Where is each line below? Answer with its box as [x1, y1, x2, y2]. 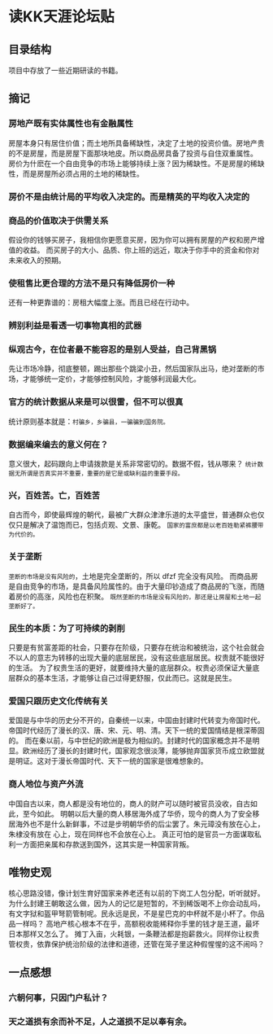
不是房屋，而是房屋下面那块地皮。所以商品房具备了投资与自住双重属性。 [15, 148, 258, 158]
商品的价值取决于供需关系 [8, 215, 109, 226]
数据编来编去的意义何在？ [8, 439, 109, 450]
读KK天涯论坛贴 [8, 7, 115, 26]
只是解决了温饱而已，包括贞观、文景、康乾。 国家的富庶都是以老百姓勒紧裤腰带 [15, 520, 264, 530]
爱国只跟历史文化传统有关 [8, 695, 109, 707]
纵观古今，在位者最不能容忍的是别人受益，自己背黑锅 [8, 344, 217, 355]
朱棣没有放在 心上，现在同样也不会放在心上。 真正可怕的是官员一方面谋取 [8, 829, 254, 839]
